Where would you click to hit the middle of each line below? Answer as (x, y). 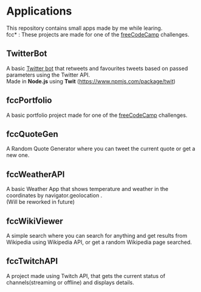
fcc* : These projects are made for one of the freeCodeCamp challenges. (98, 34)
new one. (18, 155)
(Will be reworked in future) (40, 202)
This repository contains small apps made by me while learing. (84, 28)
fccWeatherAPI (36, 174)
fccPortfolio (29, 101)
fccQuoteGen (32, 134)
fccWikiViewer (35, 221)
